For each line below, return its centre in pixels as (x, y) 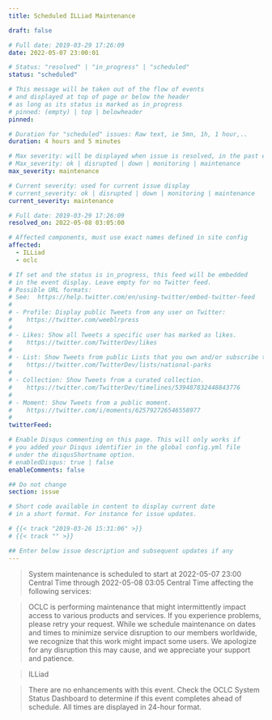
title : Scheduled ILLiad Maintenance (72, 16)
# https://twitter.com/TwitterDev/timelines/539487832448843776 (125, 388)
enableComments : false (47, 470)
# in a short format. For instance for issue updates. (103, 515)
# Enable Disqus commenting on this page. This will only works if (125, 440)
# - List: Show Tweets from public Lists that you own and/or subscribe (134, 358)
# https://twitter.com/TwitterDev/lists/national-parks (110, 365)
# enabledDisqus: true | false (61, 462)
